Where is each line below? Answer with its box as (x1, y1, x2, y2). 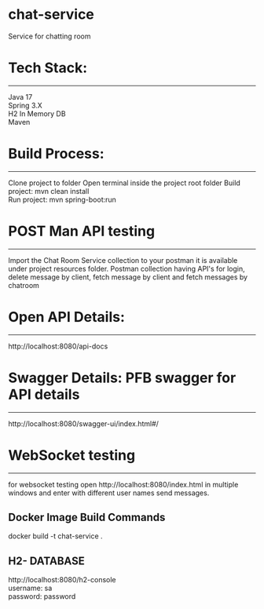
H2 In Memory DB (8, 108, 66, 119)
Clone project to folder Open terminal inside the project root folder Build (8, 178, 241, 188)
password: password (8, 592, 76, 601)
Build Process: (8, 145, 104, 162)
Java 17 (8, 92, 33, 101)
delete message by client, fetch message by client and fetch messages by (8, 272, 248, 282)
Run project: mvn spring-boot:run (8, 195, 116, 204)
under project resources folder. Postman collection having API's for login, (8, 264, 245, 273)
